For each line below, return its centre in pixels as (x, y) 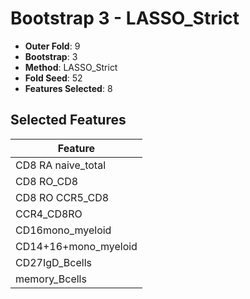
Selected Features (68, 120)
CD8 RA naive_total (60, 165)
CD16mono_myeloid (63, 230)
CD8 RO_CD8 (47, 181)
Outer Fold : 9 (52, 46)
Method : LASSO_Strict (71, 67)
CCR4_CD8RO (49, 214)
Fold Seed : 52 (53, 78)
